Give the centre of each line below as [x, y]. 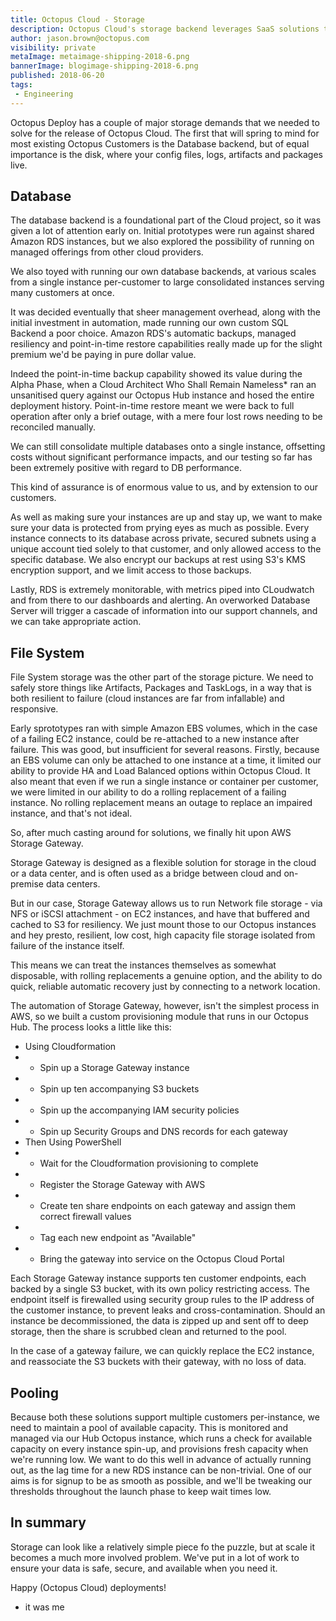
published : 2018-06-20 [57, 76]
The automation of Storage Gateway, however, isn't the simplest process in [165, 1006]
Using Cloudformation [70, 1047]
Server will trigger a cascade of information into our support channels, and [164, 611]
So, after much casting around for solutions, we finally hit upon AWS [151, 833]
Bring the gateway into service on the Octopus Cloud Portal [162, 1259]
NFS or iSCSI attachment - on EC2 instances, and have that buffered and [160, 914]
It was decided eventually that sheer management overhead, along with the [165, 312]
